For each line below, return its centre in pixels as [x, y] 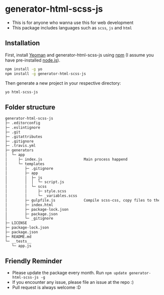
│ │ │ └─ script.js [35, 182]
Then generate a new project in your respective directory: [63, 83]
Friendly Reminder [34, 261]
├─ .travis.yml [20, 146]
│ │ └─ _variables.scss [41, 196]
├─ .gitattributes [24, 136]
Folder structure [30, 107]
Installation [22, 43]
